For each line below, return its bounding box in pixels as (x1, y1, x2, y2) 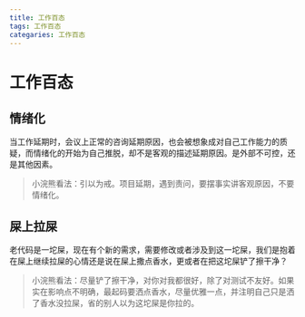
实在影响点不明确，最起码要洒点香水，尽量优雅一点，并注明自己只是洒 (31, 286, 295, 297)
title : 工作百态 (9, 13, 65, 23)
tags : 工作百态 (9, 22, 62, 31)
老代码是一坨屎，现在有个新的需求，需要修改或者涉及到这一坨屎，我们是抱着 (9, 245, 296, 255)
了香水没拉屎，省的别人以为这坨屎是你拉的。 (31, 298, 200, 309)
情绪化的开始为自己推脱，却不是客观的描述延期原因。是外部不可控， (33, 148, 288, 158)
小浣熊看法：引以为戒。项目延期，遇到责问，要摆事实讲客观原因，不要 (31, 178, 295, 189)
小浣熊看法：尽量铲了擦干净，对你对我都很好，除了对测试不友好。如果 (31, 275, 295, 286)
